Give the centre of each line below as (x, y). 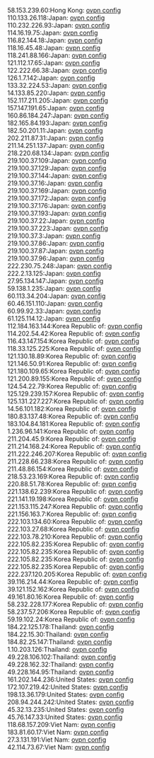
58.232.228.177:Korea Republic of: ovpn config (75, 604)
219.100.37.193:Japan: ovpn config (57, 213)
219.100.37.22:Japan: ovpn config (56, 221)
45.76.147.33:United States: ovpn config (65, 717)
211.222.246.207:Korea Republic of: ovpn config (77, 454)
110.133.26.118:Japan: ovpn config (56, 18)
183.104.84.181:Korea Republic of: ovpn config (74, 424)
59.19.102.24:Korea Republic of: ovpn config (71, 619)
